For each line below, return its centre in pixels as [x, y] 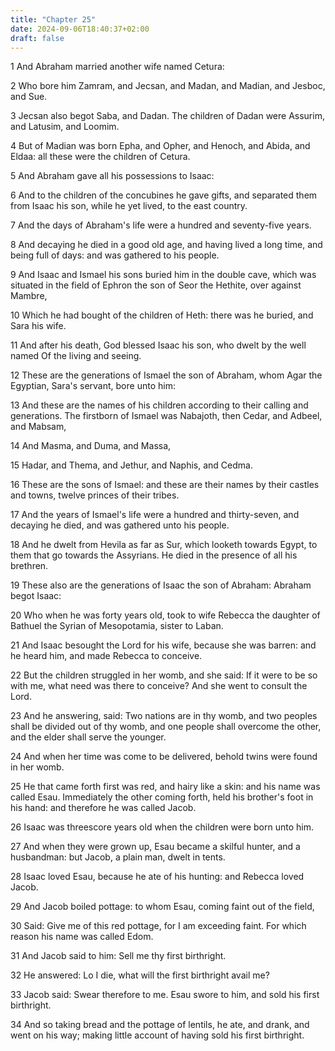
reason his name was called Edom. [82, 937]
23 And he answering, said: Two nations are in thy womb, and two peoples [164, 716]
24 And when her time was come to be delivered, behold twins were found [164, 757]
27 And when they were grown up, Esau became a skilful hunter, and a [155, 847]
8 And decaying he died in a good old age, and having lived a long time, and [166, 245]
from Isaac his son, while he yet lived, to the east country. [129, 206]
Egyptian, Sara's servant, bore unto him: [93, 386]
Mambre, [29, 296]
